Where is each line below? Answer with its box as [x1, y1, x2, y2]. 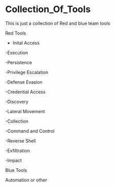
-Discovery [5, 99, 29, 105]
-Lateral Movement [5, 108, 46, 114]
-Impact [5, 157, 22, 163]
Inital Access [12, 39, 40, 46]
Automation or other [5, 177, 47, 183]
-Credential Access [5, 88, 46, 95]
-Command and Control [5, 128, 55, 134]
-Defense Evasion [5, 79, 43, 85]
